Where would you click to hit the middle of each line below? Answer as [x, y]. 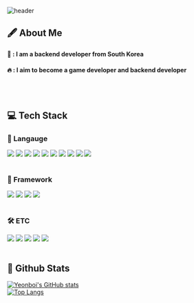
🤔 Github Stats [39, 268]
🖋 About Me [35, 33]
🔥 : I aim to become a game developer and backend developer [97, 70]
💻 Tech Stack [37, 115]
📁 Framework [30, 179]
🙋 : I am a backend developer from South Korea [76, 54]
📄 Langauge [28, 138]
